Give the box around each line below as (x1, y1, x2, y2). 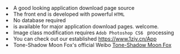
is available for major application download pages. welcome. (13, 23, 159, 30)
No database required (13, 17, 66, 24)
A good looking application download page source (13, 5, 135, 11)
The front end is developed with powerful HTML (13, 10, 125, 17)
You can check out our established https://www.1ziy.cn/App (13, 35, 157, 42)
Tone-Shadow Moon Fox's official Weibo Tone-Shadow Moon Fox (13, 42, 172, 48)
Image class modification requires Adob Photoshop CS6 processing (13, 29, 174, 36)
